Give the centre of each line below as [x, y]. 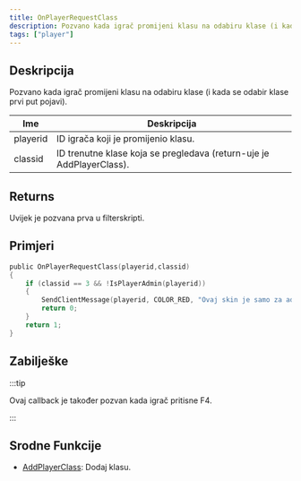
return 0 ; [60, 309]
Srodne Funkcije [56, 446]
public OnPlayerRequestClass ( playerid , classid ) [100, 266]
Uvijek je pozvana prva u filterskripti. [77, 218]
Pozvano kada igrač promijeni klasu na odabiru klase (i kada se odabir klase [149, 92]
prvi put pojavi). [39, 102]
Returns [32, 197]
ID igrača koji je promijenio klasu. [126, 139]
